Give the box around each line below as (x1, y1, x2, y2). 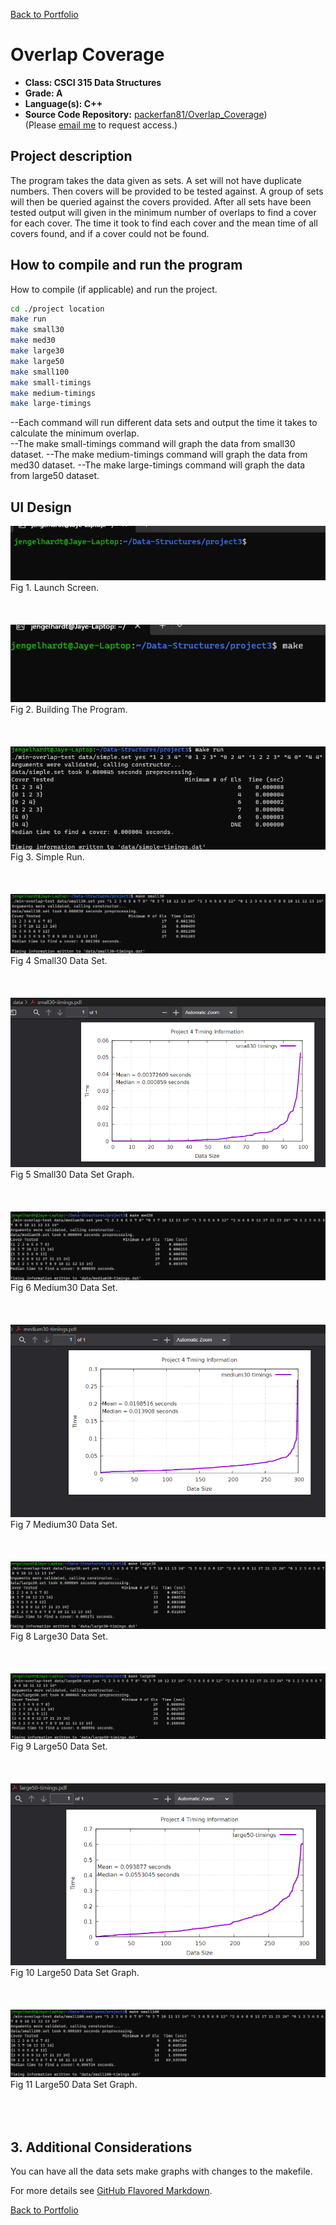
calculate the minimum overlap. (10, 427, 140, 439)
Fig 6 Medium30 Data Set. (10, 1281, 118, 1293)
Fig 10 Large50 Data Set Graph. (10, 1966, 140, 1978)
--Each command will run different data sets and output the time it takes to (10, 417, 318, 429)
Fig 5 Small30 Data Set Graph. (10, 1168, 135, 1180)
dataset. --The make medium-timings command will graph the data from (10, 449, 308, 461)
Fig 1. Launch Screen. (10, 582, 100, 594)
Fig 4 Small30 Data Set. (10, 954, 108, 966)
